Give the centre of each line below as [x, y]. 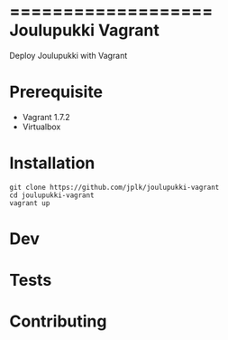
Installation [52, 163]
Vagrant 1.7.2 [46, 117]
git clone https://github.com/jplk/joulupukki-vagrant [114, 187]
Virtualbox [41, 127]
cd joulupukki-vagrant [52, 195]
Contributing [58, 321]
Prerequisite [56, 92]
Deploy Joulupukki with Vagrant [68, 55]
